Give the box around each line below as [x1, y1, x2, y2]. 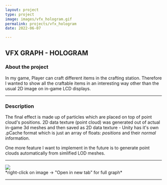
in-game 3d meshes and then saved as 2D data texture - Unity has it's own [5, 125, 159, 131]
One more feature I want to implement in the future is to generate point [5, 145, 150, 151]
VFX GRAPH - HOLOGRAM [5, 48, 88, 57]
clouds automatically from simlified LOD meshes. [5, 150, 105, 156]
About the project [5, 63, 49, 70]
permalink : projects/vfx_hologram [5, 21, 77, 26]
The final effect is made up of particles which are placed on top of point [5, 114, 152, 120]
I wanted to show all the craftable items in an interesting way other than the [5, 80, 159, 86]
